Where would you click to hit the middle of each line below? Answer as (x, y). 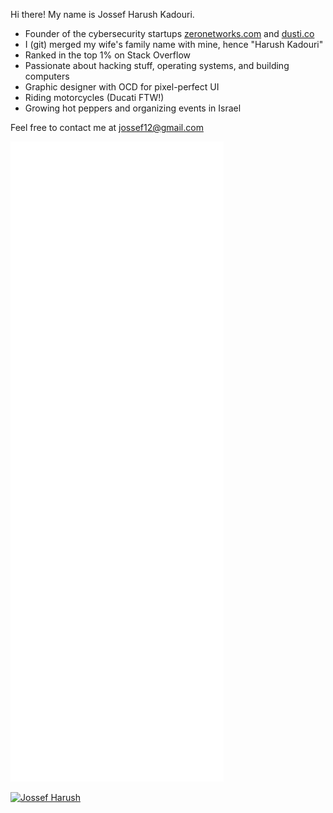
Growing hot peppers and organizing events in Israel (133, 108)
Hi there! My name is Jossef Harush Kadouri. (102, 14)
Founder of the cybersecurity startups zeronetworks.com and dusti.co (169, 33)
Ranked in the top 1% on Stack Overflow (108, 55)
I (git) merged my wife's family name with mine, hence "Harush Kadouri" (174, 44)
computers (47, 76)
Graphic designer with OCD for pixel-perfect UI (122, 87)
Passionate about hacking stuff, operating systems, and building (157, 65)
